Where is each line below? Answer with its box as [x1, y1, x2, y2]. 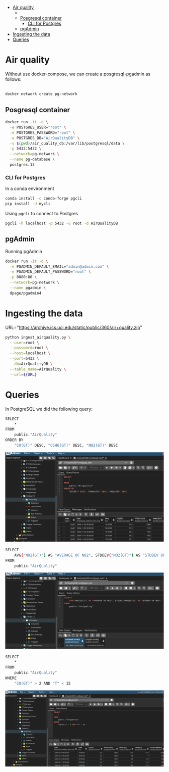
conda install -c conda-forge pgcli [5, 196, 82, 201]
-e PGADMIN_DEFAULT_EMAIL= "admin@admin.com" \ [10, 264, 109, 269]
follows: [5, 76, 22, 82]
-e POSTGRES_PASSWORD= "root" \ [10, 130, 75, 135]
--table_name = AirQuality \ [10, 366, 66, 372]
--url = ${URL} [10, 372, 37, 377]
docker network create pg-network [5, 91, 78, 96]
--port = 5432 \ [10, 356, 39, 361]
